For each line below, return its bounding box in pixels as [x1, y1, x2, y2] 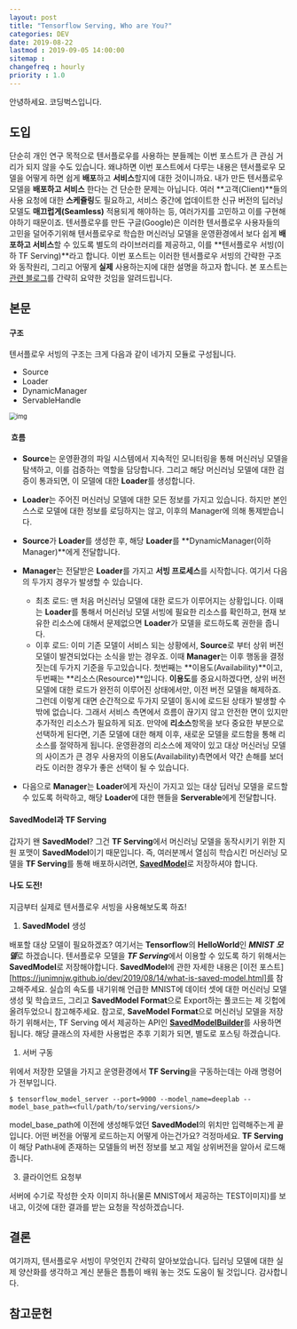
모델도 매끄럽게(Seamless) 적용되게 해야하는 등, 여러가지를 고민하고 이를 [9, 205, 263, 216]
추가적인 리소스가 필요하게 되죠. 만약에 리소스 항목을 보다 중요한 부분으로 [35, 717, 285, 729]
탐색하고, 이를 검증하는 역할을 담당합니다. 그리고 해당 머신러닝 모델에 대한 [21, 464, 276, 476]
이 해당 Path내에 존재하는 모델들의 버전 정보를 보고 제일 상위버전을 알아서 [9, 1141, 262, 1152]
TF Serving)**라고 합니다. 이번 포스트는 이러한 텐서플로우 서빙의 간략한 [18, 250, 266, 260]
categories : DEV [9, 29, 69, 38]
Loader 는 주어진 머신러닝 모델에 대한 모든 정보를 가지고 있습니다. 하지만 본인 [21, 494, 288, 505]
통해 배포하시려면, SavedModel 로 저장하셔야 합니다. [75, 858, 259, 869]
